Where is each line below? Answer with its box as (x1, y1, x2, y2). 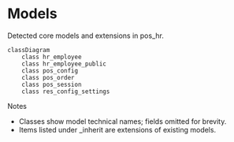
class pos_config (21, 66, 79, 75)
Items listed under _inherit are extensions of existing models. (18, 125, 217, 134)
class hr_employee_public (21, 60, 107, 68)
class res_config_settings (21, 88, 110, 95)
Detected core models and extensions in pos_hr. (7, 31, 165, 40)
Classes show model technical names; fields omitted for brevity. (18, 116, 227, 126)
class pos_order (21, 73, 76, 81)
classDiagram (7, 46, 50, 54)
